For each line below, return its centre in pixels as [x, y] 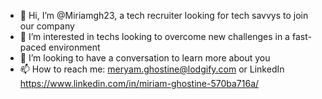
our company [47, 26]
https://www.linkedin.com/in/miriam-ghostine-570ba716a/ [139, 83]
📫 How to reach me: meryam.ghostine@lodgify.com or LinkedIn [152, 69]
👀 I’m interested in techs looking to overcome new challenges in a [154, 36]
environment [74, 47]
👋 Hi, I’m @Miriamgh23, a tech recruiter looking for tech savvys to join [164, 15]
